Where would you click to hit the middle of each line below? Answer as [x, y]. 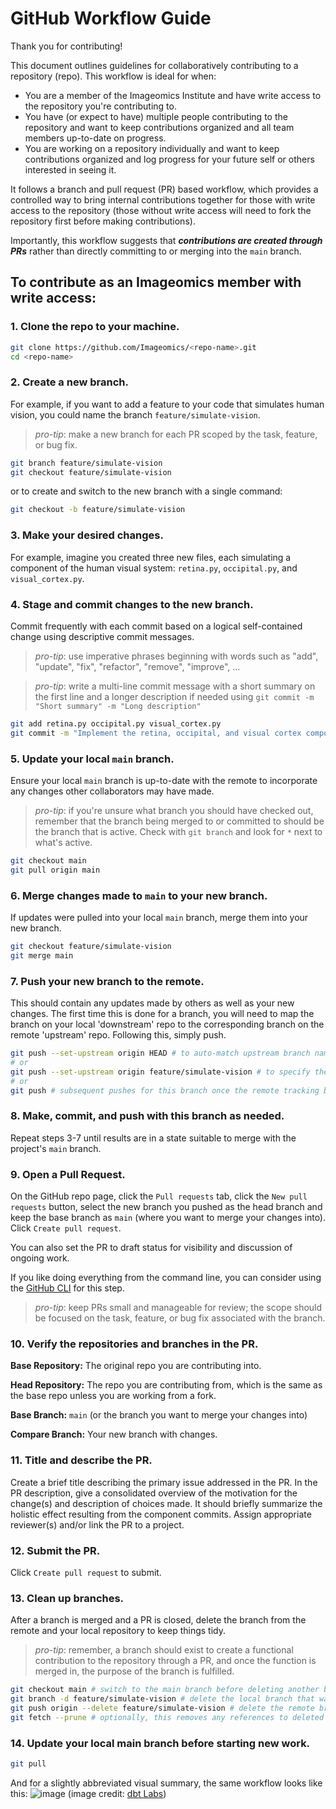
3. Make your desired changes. [87, 535]
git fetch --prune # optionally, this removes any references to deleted [167, 1717]
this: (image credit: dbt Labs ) [88, 1793]
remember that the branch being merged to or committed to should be [179, 821]
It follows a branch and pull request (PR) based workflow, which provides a [164, 189]
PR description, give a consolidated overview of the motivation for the [154, 1493]
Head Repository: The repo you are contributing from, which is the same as [166, 1385]
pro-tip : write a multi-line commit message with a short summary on [175, 686]
